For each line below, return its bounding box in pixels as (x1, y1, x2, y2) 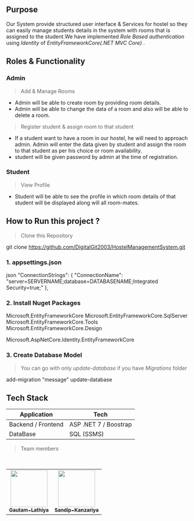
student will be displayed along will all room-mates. (14, 199, 140, 206)
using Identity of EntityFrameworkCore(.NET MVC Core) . (6, 39, 146, 46)
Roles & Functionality (6, 56, 86, 67)
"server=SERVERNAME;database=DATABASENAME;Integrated (6, 278, 158, 285)
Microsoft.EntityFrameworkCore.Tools (6, 318, 98, 325)
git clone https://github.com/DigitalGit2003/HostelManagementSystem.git (6, 243, 186, 250)
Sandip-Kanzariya (54, 507, 99, 513)
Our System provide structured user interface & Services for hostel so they (6, 20, 188, 27)
